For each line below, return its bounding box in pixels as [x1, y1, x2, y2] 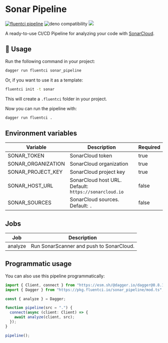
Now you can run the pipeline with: [5, 105, 77, 111]
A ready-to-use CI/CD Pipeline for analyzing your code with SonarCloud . [5, 30, 155, 36]
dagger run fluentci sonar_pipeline [5, 68, 81, 73]
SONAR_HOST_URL [7, 182, 53, 189]
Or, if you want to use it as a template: [5, 77, 83, 83]
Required [138, 144, 160, 151]
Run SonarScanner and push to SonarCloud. [30, 243, 135, 249]
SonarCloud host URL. [69, 177, 122, 184]
